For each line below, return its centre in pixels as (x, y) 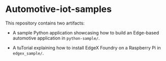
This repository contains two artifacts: (45, 23)
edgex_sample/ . (28, 53)
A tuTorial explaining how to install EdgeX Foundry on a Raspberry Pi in (87, 47)
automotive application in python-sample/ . (56, 38)
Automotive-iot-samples (58, 9)
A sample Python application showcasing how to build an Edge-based (86, 32)
